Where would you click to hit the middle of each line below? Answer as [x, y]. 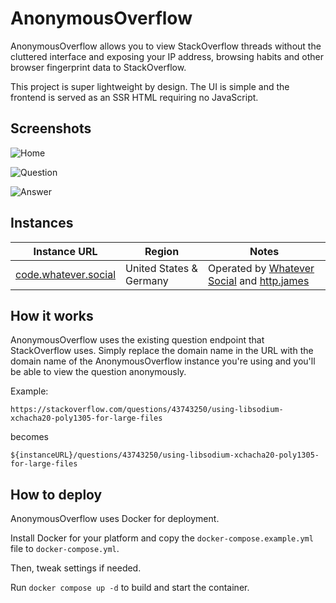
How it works [52, 315]
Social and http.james [259, 280]
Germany [147, 280]
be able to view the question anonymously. [98, 372]
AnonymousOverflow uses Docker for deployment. [115, 519]
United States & [161, 268]
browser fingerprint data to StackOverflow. [98, 67]
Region [162, 251]
